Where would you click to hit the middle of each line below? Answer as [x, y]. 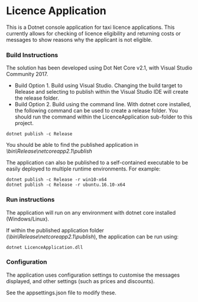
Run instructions [30, 200]
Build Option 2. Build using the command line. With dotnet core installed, [103, 104]
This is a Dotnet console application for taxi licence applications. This [90, 27]
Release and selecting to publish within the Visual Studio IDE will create [101, 92]
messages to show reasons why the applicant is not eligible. [79, 40]
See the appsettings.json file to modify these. [61, 293]
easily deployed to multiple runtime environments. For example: [83, 169]
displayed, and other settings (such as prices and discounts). [80, 281]
